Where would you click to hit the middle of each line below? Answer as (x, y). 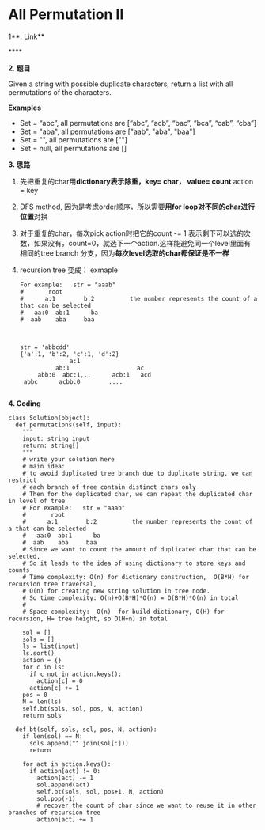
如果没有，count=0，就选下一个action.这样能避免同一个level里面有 (142, 243)
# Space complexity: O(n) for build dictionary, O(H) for (123, 612)
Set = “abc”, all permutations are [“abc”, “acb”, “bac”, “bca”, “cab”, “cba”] (138, 123)
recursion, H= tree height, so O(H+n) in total (88, 619)
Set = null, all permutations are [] (73, 148)
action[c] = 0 (60, 681)
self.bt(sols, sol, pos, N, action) (83, 709)
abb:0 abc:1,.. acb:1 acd (95, 375)
